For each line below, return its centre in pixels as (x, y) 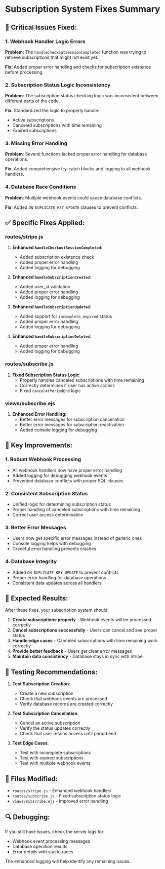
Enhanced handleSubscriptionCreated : (52, 277)
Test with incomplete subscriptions (55, 753)
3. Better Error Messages (36, 527)
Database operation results (40, 846)
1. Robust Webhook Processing (43, 459)
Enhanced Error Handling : (39, 414)
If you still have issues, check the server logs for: (55, 831)
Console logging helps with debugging (52, 544)
